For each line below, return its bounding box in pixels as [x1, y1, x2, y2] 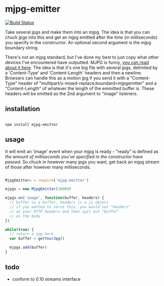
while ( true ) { [5, 227, 34, 232]
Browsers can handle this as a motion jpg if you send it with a [5, 75, 129, 81]
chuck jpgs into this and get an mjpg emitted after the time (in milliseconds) [5, 34, 158, 40]
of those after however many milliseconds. [5, 164, 91, 170]
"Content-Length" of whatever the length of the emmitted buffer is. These [5, 85, 155, 91]
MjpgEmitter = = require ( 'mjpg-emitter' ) [5, 178, 89, 183]
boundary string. [5, 45, 39, 50]
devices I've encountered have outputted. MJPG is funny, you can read [5, 59, 149, 65]
